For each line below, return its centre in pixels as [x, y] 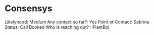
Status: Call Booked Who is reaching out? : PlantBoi [57, 27]
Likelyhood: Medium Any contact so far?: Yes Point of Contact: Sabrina [77, 22]
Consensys [28, 9]
